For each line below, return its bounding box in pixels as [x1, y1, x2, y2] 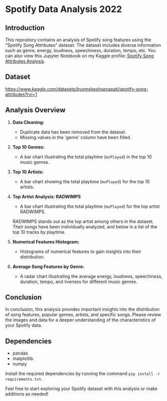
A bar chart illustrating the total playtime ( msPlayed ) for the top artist [20, 203, 160, 209]
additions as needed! [5, 391, 49, 397]
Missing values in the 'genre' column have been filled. [20, 134, 131, 140]
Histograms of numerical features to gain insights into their [20, 248, 141, 254]
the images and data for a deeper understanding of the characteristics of [5, 317, 156, 323]
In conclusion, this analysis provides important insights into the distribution [5, 306, 159, 312]
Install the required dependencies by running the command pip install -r [5, 370, 160, 377]
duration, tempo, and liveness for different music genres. [20, 279, 138, 285]
